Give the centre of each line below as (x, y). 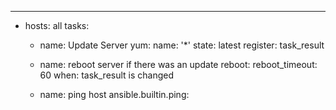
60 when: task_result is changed (107, 75)
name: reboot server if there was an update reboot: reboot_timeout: (178, 64)
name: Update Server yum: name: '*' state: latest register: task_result (182, 45)
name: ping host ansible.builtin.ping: (114, 94)
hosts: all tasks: (57, 25)
